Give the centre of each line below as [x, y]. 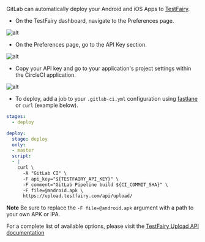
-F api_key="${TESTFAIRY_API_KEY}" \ [71, 179]
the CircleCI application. [46, 75]
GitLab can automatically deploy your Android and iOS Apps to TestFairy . [98, 9]
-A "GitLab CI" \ [45, 173]
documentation [25, 233]
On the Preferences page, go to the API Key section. [81, 45]
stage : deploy [30, 139]
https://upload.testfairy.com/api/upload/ [77, 196]
